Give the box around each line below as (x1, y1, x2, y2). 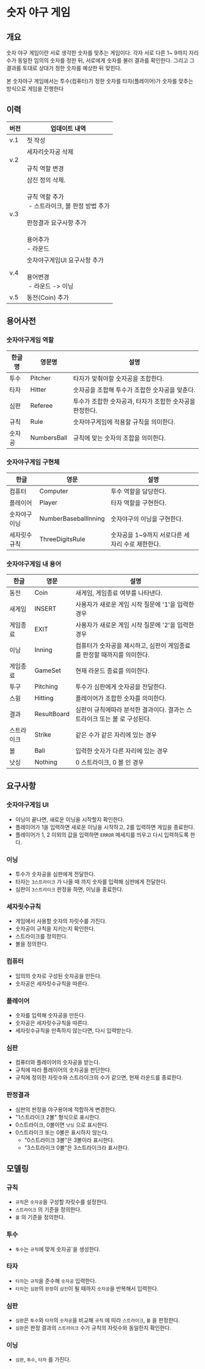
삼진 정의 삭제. (26, 175, 66, 184)
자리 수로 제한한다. (110, 540, 161, 548)
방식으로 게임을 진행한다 (6, 85, 64, 92)
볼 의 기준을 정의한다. (15, 1213, 65, 1221)
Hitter (30, 385, 47, 394)
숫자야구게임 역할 (6, 336, 54, 344)
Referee (30, 401, 53, 410)
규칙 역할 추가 (26, 192, 64, 201)
